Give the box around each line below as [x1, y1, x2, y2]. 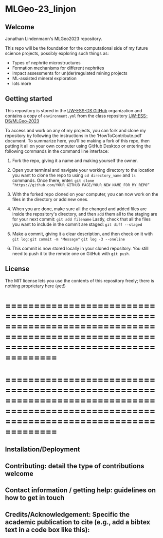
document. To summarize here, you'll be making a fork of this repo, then [5, 138, 150, 143]
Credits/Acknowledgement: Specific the [5, 510, 130, 518]
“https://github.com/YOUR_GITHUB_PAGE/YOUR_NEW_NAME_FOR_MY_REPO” [12, 182, 150, 187]
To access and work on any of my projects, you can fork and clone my [5, 127, 146, 133]
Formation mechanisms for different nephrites [12, 65, 105, 71]
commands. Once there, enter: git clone [12, 177, 94, 183]
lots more [12, 80, 32, 86]
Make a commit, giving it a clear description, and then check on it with [12, 231, 153, 237]
